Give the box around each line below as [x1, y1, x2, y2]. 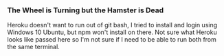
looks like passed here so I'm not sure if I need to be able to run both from [7, 36, 216, 44]
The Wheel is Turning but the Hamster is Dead [7, 5, 164, 15]
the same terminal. [7, 43, 60, 51]
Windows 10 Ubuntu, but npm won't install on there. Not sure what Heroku [7, 28, 218, 36]
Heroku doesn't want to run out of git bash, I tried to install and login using [7, 21, 218, 29]
